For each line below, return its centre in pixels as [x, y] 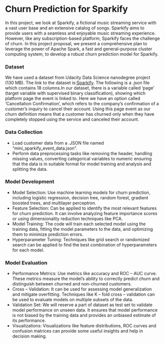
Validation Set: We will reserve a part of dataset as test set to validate [82, 305]
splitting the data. [30, 169]
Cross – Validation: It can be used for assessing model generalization [82, 289]
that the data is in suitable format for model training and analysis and [82, 164]
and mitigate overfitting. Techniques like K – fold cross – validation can [83, 294]
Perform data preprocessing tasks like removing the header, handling [82, 153]
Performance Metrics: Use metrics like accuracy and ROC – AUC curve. [84, 274]
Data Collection [24, 132]
